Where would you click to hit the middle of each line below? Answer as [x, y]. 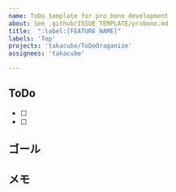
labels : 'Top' [32, 38]
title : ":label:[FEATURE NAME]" [65, 31]
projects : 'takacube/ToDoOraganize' [70, 46]
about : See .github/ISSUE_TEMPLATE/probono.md [88, 23]
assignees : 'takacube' [47, 53]
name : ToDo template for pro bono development [88, 16]
